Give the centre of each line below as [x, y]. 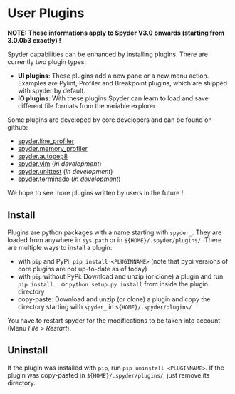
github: [18, 127]
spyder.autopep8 [43, 156]
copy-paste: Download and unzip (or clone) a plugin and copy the [114, 299]
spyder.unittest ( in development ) [65, 171]
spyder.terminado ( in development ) [69, 179]
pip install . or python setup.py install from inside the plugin [113, 284]
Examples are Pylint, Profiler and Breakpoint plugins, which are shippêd [122, 83]
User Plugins [46, 13]
